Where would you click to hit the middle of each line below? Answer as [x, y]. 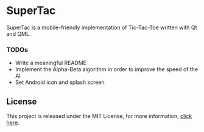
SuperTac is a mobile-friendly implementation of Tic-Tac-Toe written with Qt [102, 27]
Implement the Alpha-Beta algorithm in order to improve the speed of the [107, 69]
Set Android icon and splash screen [60, 82]
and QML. [19, 33]
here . [13, 123]
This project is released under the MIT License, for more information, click [99, 116]
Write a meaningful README [51, 63]
